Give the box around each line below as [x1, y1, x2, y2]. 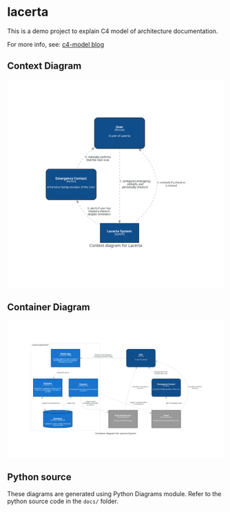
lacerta [7, 4, 49, 20]
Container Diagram [7, 301, 91, 313]
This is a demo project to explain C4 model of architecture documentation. [7, 27, 218, 35]
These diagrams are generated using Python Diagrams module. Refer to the [7, 489, 222, 498]
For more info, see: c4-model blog [7, 40, 105, 48]
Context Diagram [7, 60, 82, 72]
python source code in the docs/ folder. [7, 497, 119, 505]
